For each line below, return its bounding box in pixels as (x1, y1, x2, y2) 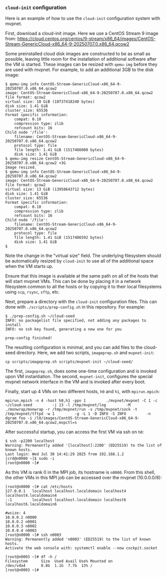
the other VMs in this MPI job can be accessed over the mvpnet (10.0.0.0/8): (5, 475, 162, 481)
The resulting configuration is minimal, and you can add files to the (5, 345, 143, 351)
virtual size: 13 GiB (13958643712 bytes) (5, 187, 95, 192)
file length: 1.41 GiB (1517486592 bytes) (14, 235, 104, 240)
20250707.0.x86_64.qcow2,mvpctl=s (5, 420, 77, 425)
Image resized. (5, 165, 37, 170)
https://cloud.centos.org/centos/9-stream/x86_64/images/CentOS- (17, 36, 156, 42)
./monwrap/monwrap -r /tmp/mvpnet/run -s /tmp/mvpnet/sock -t (5, 407, 137, 412)
